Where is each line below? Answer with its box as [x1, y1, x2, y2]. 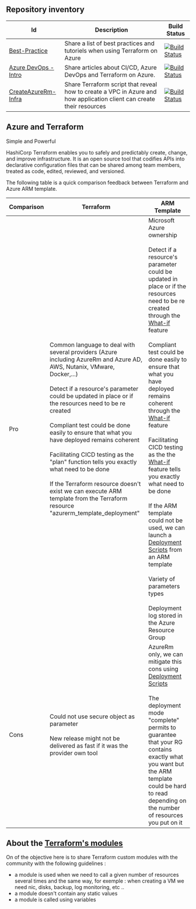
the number [148, 804, 180, 812]
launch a [148, 531, 172, 539]
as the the [148, 450, 176, 458]
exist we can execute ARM [49, 487, 123, 495]
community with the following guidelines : [6, 860, 106, 867]
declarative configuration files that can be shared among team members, [6, 161, 181, 169]
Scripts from [148, 546, 183, 554]
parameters [148, 582, 180, 590]
